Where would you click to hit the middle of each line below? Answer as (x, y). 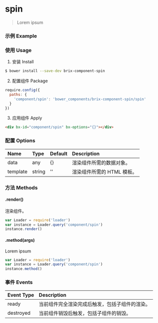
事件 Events (19, 282)
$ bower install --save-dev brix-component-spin (55, 71)
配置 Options (20, 141)
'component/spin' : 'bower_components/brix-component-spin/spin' (80, 99)
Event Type (21, 295)
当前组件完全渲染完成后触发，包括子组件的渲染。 (95, 304)
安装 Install (23, 62)
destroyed (19, 313)
